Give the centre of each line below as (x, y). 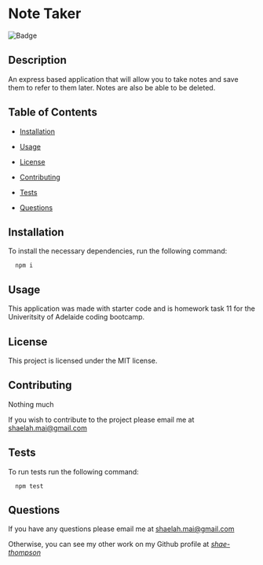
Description (37, 60)
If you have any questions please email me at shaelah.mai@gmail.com (121, 529)
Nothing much (31, 404)
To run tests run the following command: (73, 471)
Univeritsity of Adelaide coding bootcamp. (77, 317)
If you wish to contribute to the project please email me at (101, 419)
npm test (29, 486)
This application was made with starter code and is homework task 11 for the (131, 308)
